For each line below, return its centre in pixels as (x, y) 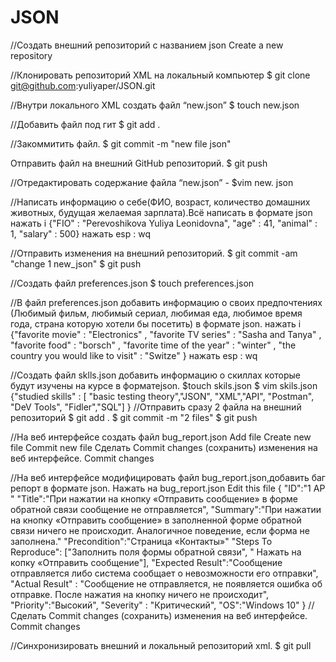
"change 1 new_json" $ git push (76, 263)
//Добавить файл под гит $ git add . (85, 124)
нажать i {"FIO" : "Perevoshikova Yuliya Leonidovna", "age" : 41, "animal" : (164, 223)
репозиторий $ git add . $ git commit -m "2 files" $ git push (134, 417)
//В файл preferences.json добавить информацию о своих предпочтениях (166, 302)
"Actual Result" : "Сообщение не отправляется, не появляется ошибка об (166, 583)
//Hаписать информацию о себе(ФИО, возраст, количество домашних (160, 202)
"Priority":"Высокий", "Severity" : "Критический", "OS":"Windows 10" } (158, 605)
